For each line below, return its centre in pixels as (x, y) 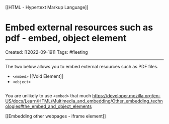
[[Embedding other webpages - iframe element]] (56, 116)
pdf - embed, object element (66, 38)
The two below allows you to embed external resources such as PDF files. (82, 66)
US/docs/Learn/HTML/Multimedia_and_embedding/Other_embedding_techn (84, 101)
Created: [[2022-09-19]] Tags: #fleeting (47, 52)
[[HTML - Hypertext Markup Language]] (47, 7)
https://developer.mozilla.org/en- (126, 95)
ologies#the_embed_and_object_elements (49, 106)
